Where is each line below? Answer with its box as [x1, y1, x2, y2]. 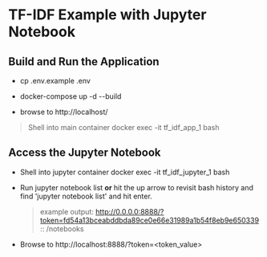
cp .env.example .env [19, 76, 91, 85]
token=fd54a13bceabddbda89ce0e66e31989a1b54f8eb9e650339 [39, 215, 259, 225]
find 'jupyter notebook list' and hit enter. [19, 191, 152, 201]
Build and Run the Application [8, 55, 160, 68]
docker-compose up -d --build [19, 92, 122, 101]
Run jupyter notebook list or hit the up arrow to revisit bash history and [19, 182, 254, 192]
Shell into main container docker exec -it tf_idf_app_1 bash [27, 123, 220, 132]
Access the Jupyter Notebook [8, 146, 161, 160]
